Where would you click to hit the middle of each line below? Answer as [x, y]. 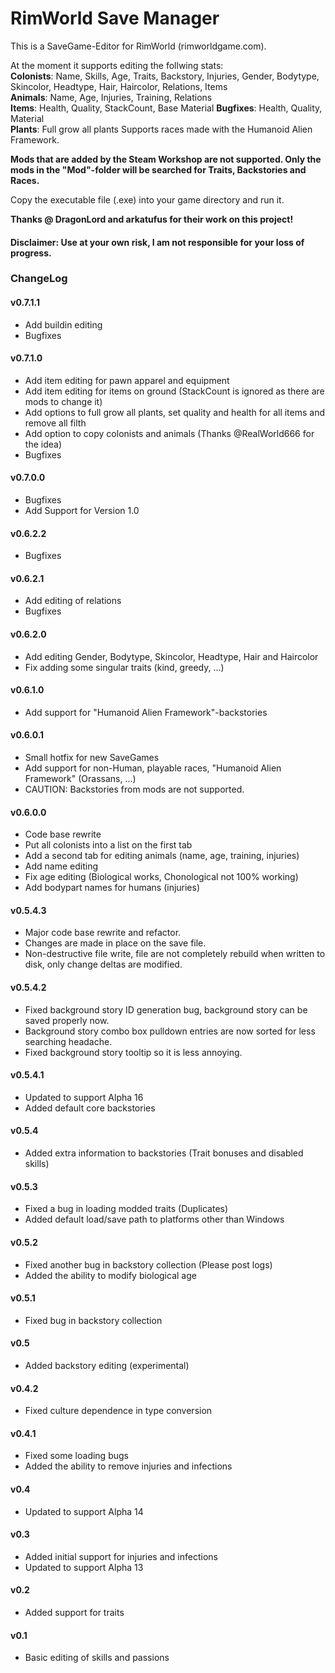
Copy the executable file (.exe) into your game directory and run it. [147, 199]
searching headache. [68, 1041]
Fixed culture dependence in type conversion [118, 1411]
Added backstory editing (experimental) [107, 1365]
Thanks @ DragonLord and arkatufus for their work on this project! [152, 219]
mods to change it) [63, 401]
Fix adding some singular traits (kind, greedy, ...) [124, 667]
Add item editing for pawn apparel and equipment [127, 380]
